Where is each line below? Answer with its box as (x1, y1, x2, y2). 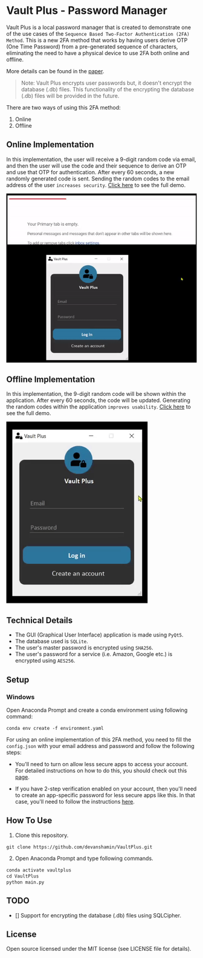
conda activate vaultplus (6, 867, 71, 873)
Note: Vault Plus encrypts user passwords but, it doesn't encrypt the (21, 79, 192, 87)
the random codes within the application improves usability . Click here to (6, 403, 192, 410)
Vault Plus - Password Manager (6, 4, 167, 18)
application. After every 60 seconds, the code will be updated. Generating (6, 397, 190, 404)
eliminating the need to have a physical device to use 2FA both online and (6, 49, 190, 56)
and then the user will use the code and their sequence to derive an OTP (6, 162, 187, 169)
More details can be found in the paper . (6, 67, 105, 74)
